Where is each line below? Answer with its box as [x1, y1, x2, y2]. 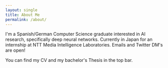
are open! [5, 47, 26, 54]
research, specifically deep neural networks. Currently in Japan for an [5, 36, 153, 42]
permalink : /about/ [5, 17, 47, 22]
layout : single [5, 7, 38, 13]
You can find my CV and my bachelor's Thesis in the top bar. [5, 57, 133, 63]
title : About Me [5, 12, 40, 17]
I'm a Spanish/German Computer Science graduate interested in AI [5, 31, 146, 37]
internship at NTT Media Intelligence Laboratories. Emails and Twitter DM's [5, 42, 163, 48]
